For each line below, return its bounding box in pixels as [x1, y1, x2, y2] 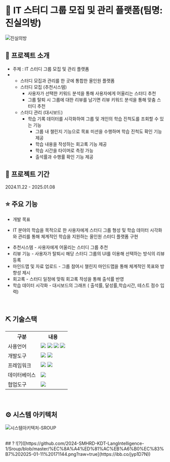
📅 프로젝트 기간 [5, 170, 50, 179]
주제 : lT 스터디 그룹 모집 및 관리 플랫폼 [12, 65, 90, 72]
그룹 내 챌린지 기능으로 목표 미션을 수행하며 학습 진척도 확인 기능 [35, 128, 162, 135]
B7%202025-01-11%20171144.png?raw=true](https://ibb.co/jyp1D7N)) [5, 451, 151, 457]
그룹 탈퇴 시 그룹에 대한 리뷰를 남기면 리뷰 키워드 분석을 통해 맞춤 [27, 96, 156, 103]
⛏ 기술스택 [5, 315, 37, 323]
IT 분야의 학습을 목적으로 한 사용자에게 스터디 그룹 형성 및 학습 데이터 [12, 227, 149, 234]
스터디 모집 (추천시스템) [20, 84, 67, 90]
